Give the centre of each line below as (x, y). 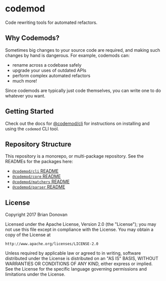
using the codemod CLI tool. (32, 129)
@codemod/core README (36, 177)
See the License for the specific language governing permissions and (76, 269)
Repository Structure (38, 144)
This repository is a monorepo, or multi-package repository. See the (74, 156)
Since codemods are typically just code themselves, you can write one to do (83, 91)
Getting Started (29, 112)
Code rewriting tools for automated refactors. (51, 22)
